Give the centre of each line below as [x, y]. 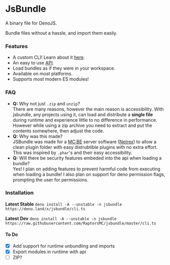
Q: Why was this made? [38, 136]
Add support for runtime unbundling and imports [64, 246]
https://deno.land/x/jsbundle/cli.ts [45, 209]
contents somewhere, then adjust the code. [58, 130]
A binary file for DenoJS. [31, 23]
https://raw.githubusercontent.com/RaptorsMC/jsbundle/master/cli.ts [81, 223]
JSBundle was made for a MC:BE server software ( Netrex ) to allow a [84, 142]
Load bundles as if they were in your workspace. [64, 68]
